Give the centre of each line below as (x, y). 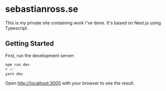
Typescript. (17, 28)
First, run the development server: (40, 55)
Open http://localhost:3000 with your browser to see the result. (70, 83)
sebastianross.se (42, 9)
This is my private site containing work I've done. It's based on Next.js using (83, 23)
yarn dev (14, 74)
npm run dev (17, 65)
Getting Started (30, 44)
